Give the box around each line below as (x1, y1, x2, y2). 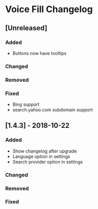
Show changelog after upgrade (12, 148, 77, 154)
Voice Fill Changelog (5, 4, 93, 15)
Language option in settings (12, 153, 70, 160)
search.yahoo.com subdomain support (12, 107, 93, 113)
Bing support (12, 101, 40, 108)
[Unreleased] (5, 24, 48, 32)
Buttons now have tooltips (12, 50, 67, 56)
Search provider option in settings (12, 159, 83, 165)
